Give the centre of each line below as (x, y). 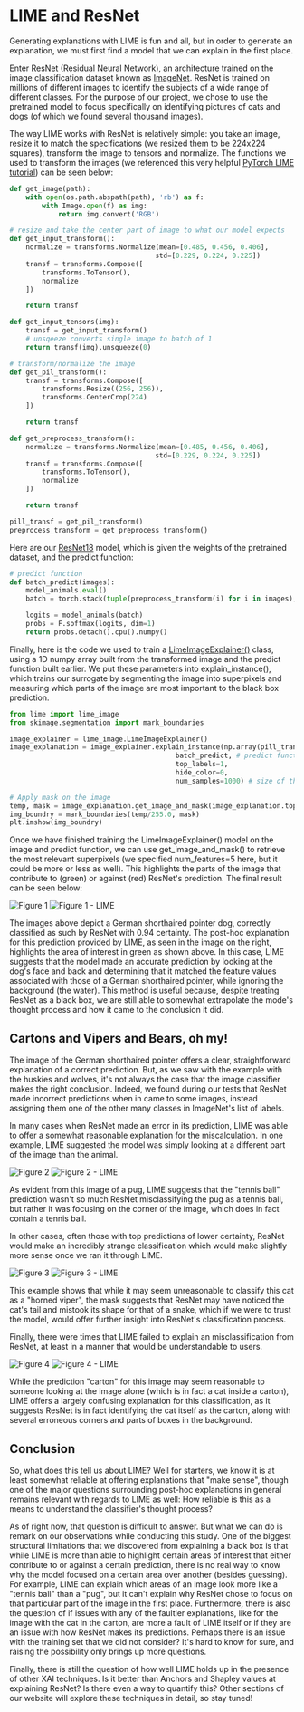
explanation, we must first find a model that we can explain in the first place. (152, 50)
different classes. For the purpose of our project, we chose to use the (139, 97)
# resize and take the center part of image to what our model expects (147, 231)
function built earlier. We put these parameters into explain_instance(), (140, 668)
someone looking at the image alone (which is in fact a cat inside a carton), (149, 1391)
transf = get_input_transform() (86, 331)
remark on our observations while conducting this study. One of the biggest (150, 1535)
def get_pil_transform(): (58, 372)
